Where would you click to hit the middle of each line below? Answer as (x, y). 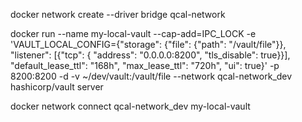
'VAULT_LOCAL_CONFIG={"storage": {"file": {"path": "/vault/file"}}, (148, 44)
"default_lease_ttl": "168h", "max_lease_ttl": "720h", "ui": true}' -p (145, 65)
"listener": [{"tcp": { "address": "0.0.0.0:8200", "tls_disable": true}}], (150, 55)
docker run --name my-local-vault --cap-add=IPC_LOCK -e (133, 33)
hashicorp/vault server (57, 87)
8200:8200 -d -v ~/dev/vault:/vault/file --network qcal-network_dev (151, 76)
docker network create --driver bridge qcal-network (118, 14)
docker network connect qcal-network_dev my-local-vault (130, 106)
